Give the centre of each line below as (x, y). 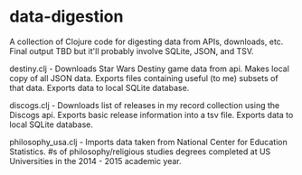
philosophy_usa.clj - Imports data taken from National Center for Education (148, 142)
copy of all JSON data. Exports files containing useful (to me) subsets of (144, 78)
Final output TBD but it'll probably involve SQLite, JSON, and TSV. (132, 51)
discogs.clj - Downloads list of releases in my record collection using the (145, 105)
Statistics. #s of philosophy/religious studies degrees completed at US (140, 152)
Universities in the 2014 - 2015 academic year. (96, 161)
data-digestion (66, 17)
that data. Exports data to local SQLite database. (99, 87)
